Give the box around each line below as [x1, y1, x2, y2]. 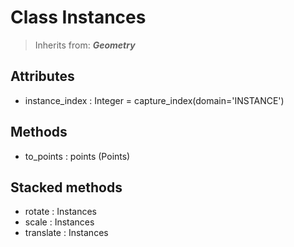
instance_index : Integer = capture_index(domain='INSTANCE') [24, 94, 285, 106]
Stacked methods [10, 179, 123, 196]
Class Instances [10, 6, 147, 29]
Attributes [10, 68, 75, 85]
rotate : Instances [24, 206, 98, 218]
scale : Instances [24, 216, 95, 228]
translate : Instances [24, 227, 109, 239]
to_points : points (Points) [24, 150, 131, 162]
